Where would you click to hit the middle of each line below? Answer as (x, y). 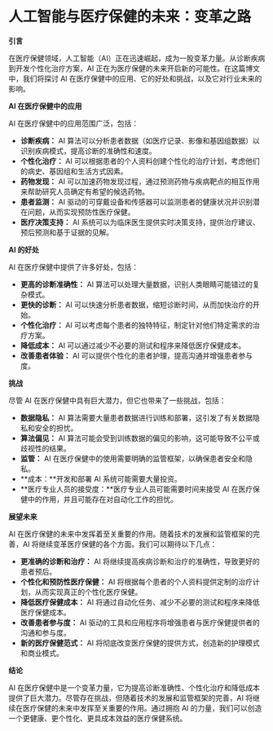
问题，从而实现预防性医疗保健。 (81, 212)
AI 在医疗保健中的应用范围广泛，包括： (74, 123)
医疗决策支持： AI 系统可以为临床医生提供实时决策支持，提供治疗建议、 (140, 222)
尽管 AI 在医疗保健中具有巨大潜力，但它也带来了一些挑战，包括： (117, 400)
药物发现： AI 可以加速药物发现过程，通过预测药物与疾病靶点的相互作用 (140, 181)
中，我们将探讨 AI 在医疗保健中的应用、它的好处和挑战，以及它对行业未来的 (135, 78)
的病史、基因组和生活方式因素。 (74, 171)
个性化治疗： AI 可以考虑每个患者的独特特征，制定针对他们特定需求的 (136, 325)
